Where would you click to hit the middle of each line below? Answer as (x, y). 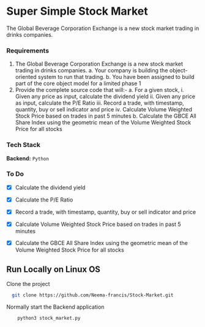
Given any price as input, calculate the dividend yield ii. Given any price (105, 97)
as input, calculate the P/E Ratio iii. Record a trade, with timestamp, (99, 103)
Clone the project (28, 284)
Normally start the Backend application (55, 307)
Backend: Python (28, 158)
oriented (26, 77)
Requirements (28, 50)
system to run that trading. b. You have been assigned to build (116, 77)
